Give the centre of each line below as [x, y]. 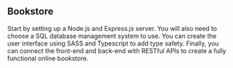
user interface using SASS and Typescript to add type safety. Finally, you [113, 43]
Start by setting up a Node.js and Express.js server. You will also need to [112, 28]
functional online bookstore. [48, 58]
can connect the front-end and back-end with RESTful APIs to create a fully [117, 50]
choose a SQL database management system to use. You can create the [112, 36]
